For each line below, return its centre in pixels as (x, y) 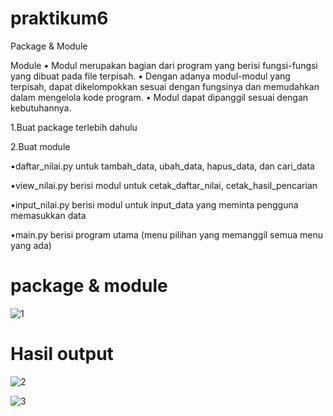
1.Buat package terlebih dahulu (74, 127)
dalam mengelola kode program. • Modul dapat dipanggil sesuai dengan (159, 97)
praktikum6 (59, 18)
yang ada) (31, 245)
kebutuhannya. (41, 108)
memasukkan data (48, 215)
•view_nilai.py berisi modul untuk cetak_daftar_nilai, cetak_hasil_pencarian (164, 185)
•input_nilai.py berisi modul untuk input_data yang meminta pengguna (154, 204)
